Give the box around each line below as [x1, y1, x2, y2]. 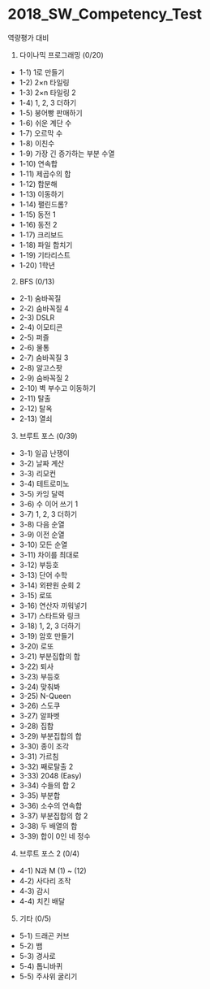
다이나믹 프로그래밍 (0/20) [19, 50, 105, 59]
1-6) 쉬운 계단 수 [19, 118, 72, 128]
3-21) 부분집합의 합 [19, 651, 80, 661]
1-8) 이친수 [19, 138, 55, 148]
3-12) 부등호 [19, 560, 59, 570]
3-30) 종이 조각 [19, 741, 70, 751]
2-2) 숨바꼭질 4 [19, 303, 70, 313]
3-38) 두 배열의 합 [19, 821, 78, 831]
